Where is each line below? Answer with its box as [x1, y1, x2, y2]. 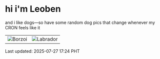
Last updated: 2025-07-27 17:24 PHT [5, 48, 80, 54]
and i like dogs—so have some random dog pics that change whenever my [5, 20, 155, 25]
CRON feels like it [5, 24, 40, 30]
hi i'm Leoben [5, 3, 61, 15]
